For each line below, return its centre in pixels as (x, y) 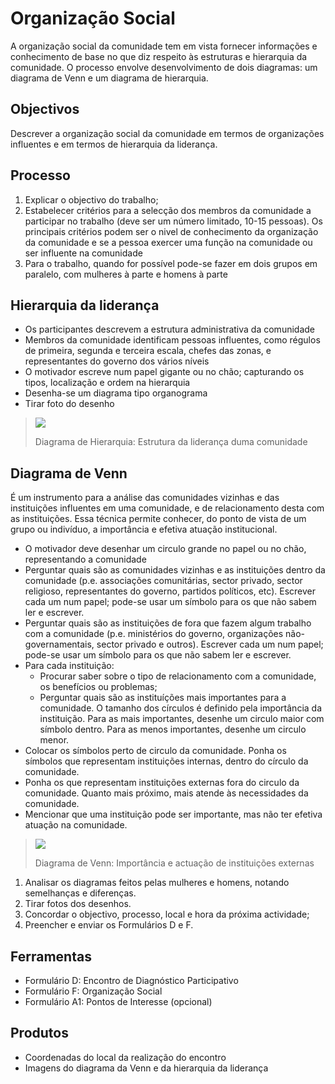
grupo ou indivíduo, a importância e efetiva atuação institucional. (144, 529)
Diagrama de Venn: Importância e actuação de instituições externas (174, 863)
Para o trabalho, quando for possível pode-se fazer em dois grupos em (171, 263)
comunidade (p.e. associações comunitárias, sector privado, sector (163, 581)
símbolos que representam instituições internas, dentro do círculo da (166, 761)
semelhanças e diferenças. (80, 893)
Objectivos (45, 109)
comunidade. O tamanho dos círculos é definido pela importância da (181, 708)
